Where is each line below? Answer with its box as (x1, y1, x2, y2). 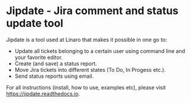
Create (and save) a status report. (14, 60, 98, 67)
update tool (6, 16, 64, 30)
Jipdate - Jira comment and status (6, 4, 179, 18)
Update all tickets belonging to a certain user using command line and (14, 47, 185, 54)
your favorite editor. (14, 54, 63, 61)
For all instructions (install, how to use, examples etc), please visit (6, 84, 166, 91)
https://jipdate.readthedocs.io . (6, 90, 80, 97)
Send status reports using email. (14, 72, 94, 79)
